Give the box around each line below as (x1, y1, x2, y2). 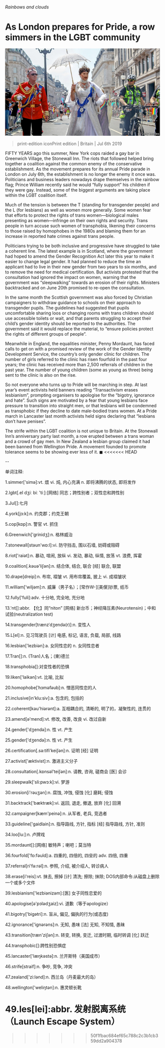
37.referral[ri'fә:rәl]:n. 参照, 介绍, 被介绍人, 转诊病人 (5, 863, 109, 869)
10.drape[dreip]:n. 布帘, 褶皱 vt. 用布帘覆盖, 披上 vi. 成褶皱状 (5, 574, 127, 580)
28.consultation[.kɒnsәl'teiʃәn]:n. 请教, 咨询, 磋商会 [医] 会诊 (5, 769, 127, 775)
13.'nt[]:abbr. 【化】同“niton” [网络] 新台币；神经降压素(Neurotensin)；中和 (5, 605, 156, 611)
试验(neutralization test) (5, 611, 54, 617)
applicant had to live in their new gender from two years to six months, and (5, 264, 157, 270)
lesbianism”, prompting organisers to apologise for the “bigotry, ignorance (5, 392, 155, 398)
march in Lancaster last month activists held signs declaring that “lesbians (5, 413, 156, 419)
